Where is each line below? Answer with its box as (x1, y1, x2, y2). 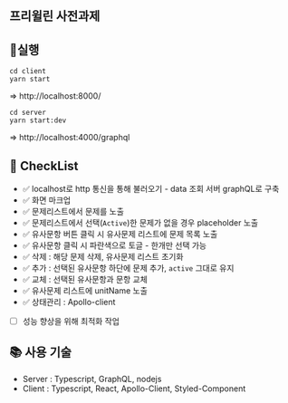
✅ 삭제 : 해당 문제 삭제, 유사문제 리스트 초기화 (22, 252, 184, 263)
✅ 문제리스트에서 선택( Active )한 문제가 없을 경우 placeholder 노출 (22, 217, 259, 228)
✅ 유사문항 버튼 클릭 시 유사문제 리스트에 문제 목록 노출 (22, 229, 218, 240)
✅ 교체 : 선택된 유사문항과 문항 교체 (22, 274, 148, 285)
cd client (9, 67, 47, 76)
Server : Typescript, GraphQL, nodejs (22, 373, 162, 384)
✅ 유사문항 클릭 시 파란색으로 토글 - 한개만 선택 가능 (22, 240, 206, 251)
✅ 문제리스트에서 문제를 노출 (22, 206, 125, 217)
